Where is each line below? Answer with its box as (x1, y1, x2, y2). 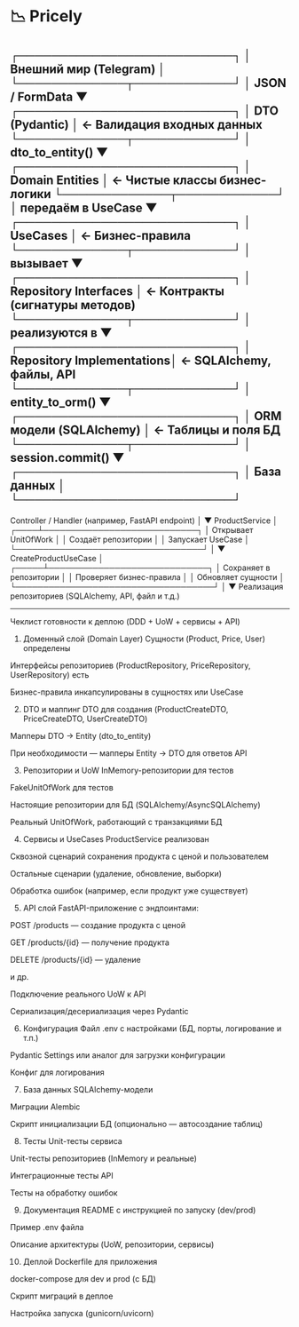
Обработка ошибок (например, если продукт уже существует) (10, 886, 248, 896)
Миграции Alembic (10, 1101, 81, 1112)
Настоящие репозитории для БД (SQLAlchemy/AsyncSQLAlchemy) (10, 799, 261, 810)
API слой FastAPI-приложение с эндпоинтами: (22, 902, 199, 913)
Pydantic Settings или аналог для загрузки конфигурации (10, 1050, 225, 1061)
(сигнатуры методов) (10, 298, 136, 313)
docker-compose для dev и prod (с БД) (10, 1274, 156, 1283)
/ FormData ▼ (10, 89, 88, 104)
